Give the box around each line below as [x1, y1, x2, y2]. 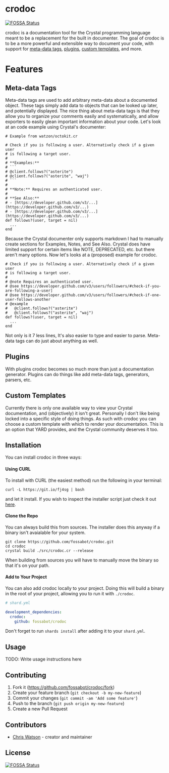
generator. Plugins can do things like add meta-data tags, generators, [5, 371, 150, 377]
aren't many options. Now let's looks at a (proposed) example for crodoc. [5, 252, 157, 258]
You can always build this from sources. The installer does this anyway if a [5, 524, 160, 530]
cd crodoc [5, 544, 26, 549]
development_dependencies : [5, 609, 62, 615]
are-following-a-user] [5, 288, 53, 293]
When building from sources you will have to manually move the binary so [5, 557, 159, 563]
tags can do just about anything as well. [15, 338, 98, 344]
